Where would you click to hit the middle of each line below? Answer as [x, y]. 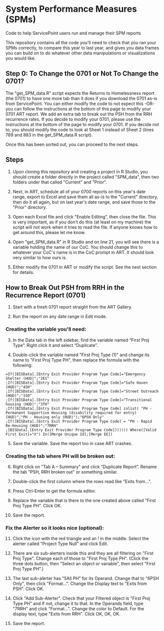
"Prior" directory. [30, 207]
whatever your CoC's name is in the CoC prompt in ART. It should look [83, 252]
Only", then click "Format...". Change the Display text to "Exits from [80, 584]
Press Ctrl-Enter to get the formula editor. [54, 491]
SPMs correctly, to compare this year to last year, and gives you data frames [82, 48]
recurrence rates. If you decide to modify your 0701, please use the [73, 119]
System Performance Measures [71, 9]
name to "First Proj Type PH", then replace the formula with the [76, 360]
